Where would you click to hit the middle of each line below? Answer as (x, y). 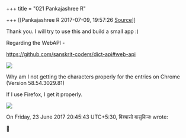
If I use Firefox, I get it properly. (44, 94)
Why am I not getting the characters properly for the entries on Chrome (93, 77)
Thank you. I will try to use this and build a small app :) (73, 31)
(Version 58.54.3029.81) (36, 83)
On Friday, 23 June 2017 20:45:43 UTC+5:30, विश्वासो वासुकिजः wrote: (87, 117)
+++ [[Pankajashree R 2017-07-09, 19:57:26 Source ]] (71, 20)
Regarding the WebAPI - (36, 43)
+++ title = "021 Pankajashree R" (46, 9)
